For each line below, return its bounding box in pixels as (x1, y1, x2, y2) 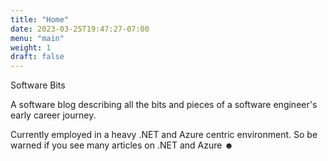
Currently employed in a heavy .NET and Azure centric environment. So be (10, 129, 318, 141)
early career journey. (10, 109, 97, 121)
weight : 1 (10, 42, 52, 53)
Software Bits (10, 79, 66, 91)
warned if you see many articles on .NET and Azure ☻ (10, 139, 235, 151)
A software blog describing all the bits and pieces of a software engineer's (10, 99, 318, 111)
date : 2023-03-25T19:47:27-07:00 (10, 24, 150, 34)
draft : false (10, 52, 65, 62)
